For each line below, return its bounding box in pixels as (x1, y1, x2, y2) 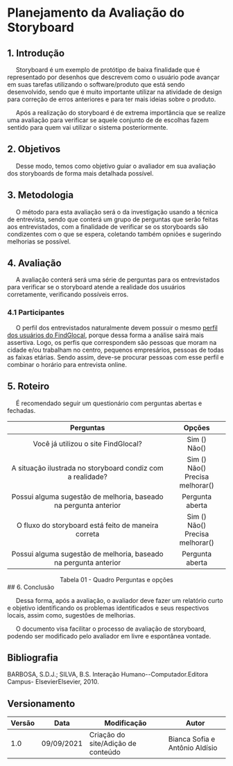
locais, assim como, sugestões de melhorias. (7, 611, 136, 619)
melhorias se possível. (7, 237, 71, 246)
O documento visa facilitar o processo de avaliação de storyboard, (16, 624, 207, 633)
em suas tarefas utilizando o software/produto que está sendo (7, 80, 185, 88)
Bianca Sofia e (168, 734, 216, 744)
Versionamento (7, 697, 76, 709)
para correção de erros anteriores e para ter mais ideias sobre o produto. (7, 95, 216, 103)
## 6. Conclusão (7, 583, 55, 591)
